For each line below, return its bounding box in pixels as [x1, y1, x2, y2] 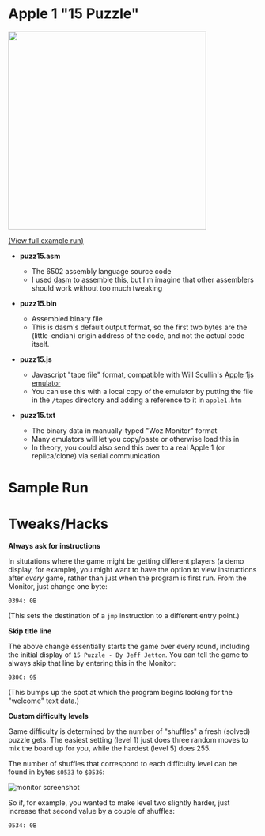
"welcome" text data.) [8, 696, 80, 705]
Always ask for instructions [8, 541, 101, 551]
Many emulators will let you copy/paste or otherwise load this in [31, 434, 240, 443]
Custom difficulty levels [8, 712, 89, 721]
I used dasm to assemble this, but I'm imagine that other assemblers [31, 275, 255, 284]
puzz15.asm [19, 251, 61, 260]
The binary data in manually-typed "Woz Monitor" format [31, 425, 218, 435]
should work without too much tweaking [31, 283, 163, 293]
